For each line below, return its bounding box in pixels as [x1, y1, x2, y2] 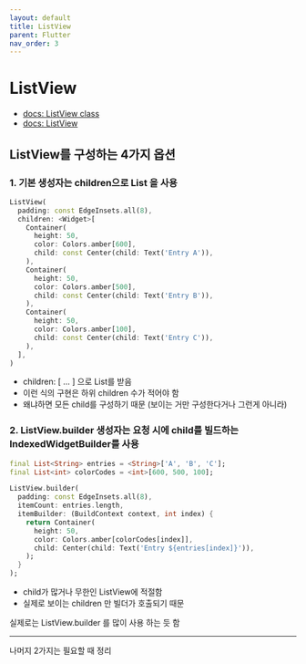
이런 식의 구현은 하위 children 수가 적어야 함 [22, 388, 179, 399]
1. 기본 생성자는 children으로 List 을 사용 [9, 176, 178, 189]
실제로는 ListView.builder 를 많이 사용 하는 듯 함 [9, 617, 180, 628]
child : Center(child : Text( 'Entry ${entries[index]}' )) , [33, 544, 255, 553]
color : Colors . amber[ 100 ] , [33, 325, 137, 334]
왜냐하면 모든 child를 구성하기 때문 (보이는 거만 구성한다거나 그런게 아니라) [22, 399, 288, 410]
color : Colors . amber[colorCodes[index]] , [33, 534, 194, 544]
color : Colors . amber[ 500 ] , [33, 282, 137, 292]
